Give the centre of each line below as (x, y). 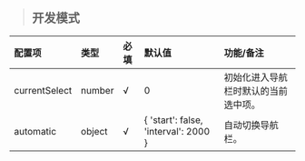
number (97, 90)
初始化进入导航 (256, 77)
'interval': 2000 (177, 131)
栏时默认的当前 (256, 91)
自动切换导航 (251, 125)
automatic (35, 131)
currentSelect (43, 90)
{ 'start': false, (173, 120)
